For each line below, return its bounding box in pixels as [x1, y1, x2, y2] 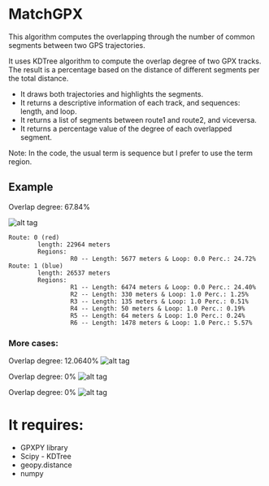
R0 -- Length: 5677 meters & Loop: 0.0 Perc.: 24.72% [70, 254, 256, 263]
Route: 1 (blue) [8, 262, 63, 270]
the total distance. [8, 73, 69, 83]
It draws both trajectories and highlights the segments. [20, 89, 204, 98]
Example [8, 180, 54, 194]
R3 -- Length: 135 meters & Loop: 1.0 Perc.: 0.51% [70, 297, 249, 306]
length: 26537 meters [37, 269, 111, 277]
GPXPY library [20, 442, 68, 452]
